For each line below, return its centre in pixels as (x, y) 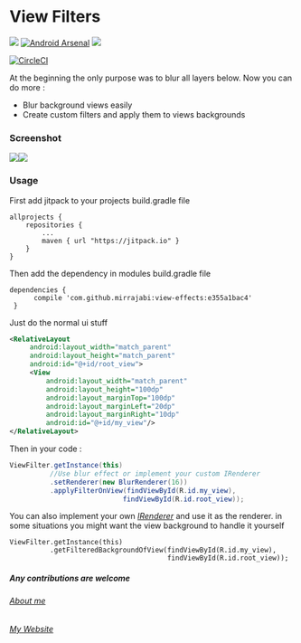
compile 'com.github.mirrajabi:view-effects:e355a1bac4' (143, 298)
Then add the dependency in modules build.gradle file (110, 273)
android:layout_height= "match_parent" (103, 356)
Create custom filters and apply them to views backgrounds (134, 114)
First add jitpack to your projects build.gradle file (100, 200)
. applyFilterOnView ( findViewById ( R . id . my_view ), (143, 490)
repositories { (54, 225)
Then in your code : (46, 449)
